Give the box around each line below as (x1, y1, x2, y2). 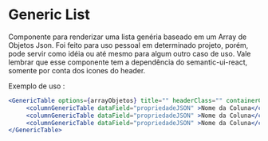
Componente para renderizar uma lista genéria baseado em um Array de (8, 32, 247, 41)
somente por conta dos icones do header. (8, 65, 146, 75)
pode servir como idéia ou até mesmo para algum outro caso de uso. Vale (8, 49, 251, 58)
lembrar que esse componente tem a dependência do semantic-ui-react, (8, 57, 248, 67)
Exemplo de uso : (8, 81, 65, 91)
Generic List (8, 6, 90, 24)
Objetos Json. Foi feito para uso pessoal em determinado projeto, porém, (8, 40, 249, 49)
